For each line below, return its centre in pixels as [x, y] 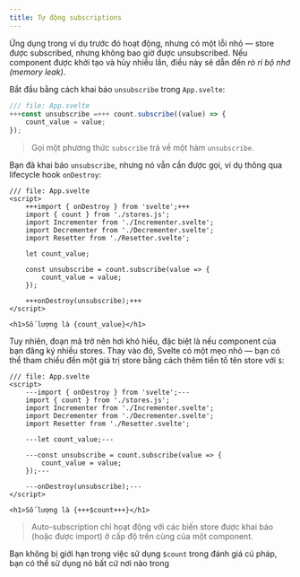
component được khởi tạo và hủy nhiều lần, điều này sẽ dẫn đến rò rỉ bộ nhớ [150, 62]
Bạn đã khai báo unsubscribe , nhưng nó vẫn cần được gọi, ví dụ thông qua [146, 165]
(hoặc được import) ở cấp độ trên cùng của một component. [142, 537]
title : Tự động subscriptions [66, 17]
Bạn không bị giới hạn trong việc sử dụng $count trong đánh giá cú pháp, [143, 554]
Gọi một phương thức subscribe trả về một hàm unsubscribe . [142, 148]
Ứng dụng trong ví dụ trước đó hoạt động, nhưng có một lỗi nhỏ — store [142, 43]
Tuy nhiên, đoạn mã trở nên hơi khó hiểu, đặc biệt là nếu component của [143, 341]
